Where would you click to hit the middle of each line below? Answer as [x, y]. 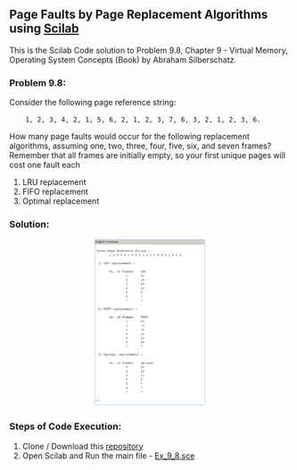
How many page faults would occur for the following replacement [129, 137]
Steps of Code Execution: [66, 426]
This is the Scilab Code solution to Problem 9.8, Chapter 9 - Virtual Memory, [148, 50]
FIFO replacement [55, 192]
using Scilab [44, 29]
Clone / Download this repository [83, 446]
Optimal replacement [61, 201]
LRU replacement [54, 182]
